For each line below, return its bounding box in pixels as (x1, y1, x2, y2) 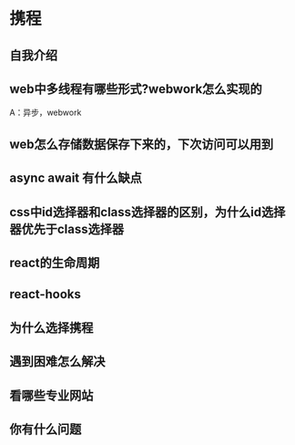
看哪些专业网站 (9, 388, 94, 403)
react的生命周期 (9, 254, 100, 270)
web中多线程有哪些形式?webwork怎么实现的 (9, 81, 262, 97)
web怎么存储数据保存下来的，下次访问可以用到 (9, 136, 274, 151)
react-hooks (9, 286, 82, 302)
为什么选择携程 (9, 320, 94, 336)
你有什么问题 (9, 421, 82, 437)
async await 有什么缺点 (9, 171, 143, 186)
